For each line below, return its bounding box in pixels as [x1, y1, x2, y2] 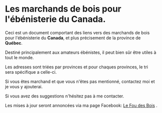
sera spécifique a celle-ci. [5, 69, 57, 75]
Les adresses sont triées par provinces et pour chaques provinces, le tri [5, 64, 148, 70]
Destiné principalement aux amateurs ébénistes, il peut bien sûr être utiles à [5, 49, 156, 55]
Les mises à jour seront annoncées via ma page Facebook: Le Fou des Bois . [5, 102, 158, 108]
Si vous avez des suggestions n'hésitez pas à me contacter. [5, 93, 124, 99]
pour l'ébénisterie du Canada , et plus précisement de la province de [5, 35, 141, 41]
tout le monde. [5, 54, 34, 60]
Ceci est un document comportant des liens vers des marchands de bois [5, 30, 150, 35]
